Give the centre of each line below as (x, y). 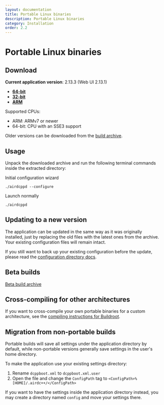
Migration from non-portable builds (60, 332)
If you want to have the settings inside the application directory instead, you (82, 392)
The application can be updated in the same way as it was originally (74, 232)
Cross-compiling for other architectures (68, 299)
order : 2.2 (16, 28)
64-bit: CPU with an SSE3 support (47, 126)
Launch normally (22, 196)
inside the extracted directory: (36, 168)
